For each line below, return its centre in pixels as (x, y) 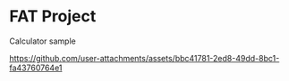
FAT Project (53, 16)
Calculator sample (42, 41)
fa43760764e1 (36, 68)
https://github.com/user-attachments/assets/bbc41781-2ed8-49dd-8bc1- (144, 58)
